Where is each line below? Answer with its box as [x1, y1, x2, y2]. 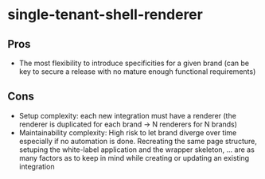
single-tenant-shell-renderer [7, 6, 204, 24]
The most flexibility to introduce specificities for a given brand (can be [18, 58, 250, 68]
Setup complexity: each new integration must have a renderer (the [18, 111, 236, 120]
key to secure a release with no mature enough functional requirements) [18, 67, 256, 76]
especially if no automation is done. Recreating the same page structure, [18, 136, 258, 146]
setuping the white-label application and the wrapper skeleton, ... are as [18, 145, 255, 154]
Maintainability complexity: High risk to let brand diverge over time [18, 127, 237, 137]
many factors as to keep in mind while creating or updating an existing [18, 153, 250, 162]
